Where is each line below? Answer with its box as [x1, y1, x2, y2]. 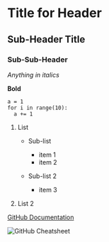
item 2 [38, 158, 58, 166]
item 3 [38, 185, 58, 194]
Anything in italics [7, 70, 60, 79]
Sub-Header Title [7, 33, 86, 45]
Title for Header [7, 5, 103, 21]
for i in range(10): [7, 104, 69, 111]
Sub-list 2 [28, 172, 57, 180]
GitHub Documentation [7, 213, 74, 221]
